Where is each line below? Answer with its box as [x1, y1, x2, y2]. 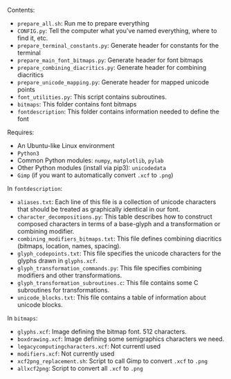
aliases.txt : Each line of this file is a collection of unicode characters [17, 198, 216, 206]
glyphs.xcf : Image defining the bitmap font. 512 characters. [17, 328, 187, 335]
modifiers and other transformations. [17, 271, 122, 279]
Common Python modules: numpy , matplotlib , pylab [17, 156, 164, 165]
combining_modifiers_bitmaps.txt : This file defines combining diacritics [17, 234, 222, 243]
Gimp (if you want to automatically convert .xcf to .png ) [17, 171, 174, 179]
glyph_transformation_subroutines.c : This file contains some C [17, 279, 198, 286]
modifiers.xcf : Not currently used [17, 349, 115, 358]
